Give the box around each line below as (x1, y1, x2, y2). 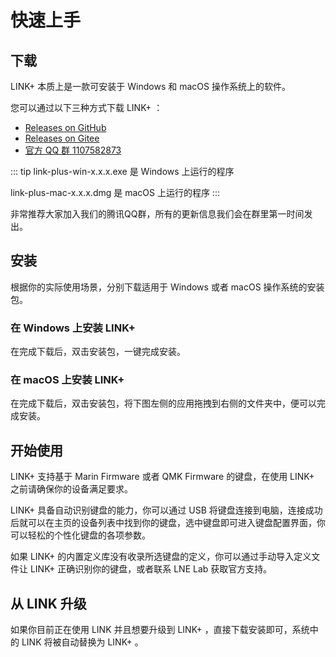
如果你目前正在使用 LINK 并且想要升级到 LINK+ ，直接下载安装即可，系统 (10, 624, 310, 636)
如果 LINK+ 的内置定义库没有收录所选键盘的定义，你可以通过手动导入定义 (10, 551, 312, 563)
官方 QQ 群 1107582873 (24, 144, 122, 156)
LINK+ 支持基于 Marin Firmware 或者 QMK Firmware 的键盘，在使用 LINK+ (10, 471, 315, 483)
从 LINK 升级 (10, 595, 87, 612)
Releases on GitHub (24, 122, 107, 133)
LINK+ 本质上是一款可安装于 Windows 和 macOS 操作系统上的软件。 (10, 81, 291, 92)
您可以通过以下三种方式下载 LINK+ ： (10, 102, 163, 113)
